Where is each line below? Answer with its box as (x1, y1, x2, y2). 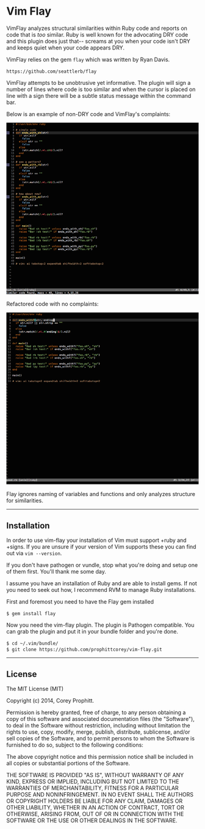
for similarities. (6, 497, 44, 505)
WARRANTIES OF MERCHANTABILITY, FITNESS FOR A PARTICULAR (6, 784, 179, 792)
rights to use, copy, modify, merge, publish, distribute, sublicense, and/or (6, 728, 190, 736)
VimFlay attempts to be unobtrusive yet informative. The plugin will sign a (6, 79, 191, 86)
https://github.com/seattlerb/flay (6, 68, 97, 75)
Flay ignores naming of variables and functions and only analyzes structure (6, 491, 195, 498)
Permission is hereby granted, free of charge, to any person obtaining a (6, 709, 186, 716)
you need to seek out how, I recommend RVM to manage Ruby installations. (6, 586, 196, 594)
